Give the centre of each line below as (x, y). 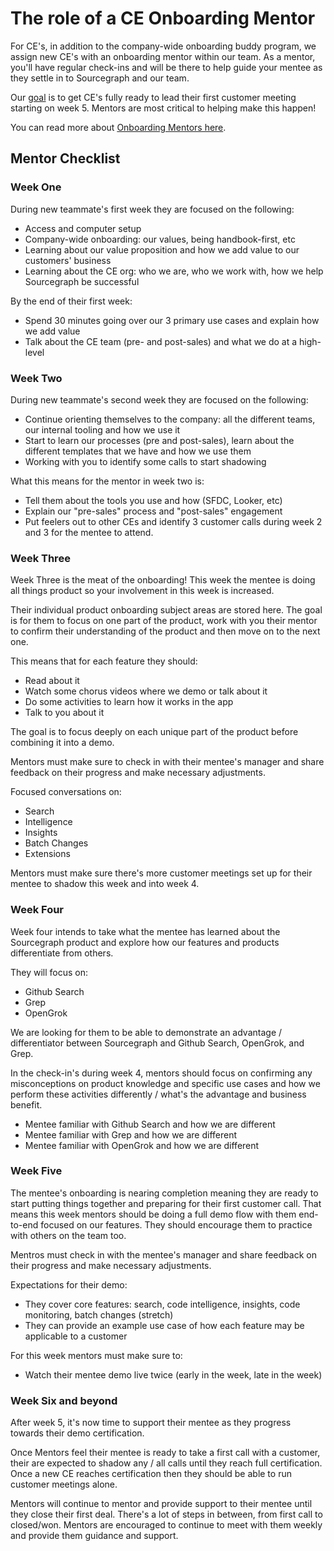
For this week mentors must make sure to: (96, 1355)
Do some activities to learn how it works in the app (129, 702)
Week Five (36, 1171)
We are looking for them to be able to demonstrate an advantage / (146, 1032)
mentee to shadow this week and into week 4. (105, 884)
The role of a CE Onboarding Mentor (163, 18)
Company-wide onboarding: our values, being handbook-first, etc (160, 239)
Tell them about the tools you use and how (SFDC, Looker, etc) (153, 500)
